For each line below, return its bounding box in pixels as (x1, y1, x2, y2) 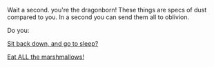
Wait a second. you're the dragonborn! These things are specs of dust (7, 6, 207, 14)
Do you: (7, 27, 30, 34)
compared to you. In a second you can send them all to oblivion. (7, 13, 190, 21)
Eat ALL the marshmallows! (7, 53, 85, 61)
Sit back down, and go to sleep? (7, 40, 99, 47)
